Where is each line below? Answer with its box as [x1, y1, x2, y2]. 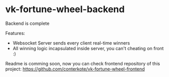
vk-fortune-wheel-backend [5, 4, 125, 15]
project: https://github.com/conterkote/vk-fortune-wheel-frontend [5, 66, 145, 72]
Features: [5, 30, 26, 36]
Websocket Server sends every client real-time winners [12, 40, 131, 46]
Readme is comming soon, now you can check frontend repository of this [5, 60, 160, 66]
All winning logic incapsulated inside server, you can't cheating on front [12, 45, 164, 51]
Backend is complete [5, 20, 50, 26]
